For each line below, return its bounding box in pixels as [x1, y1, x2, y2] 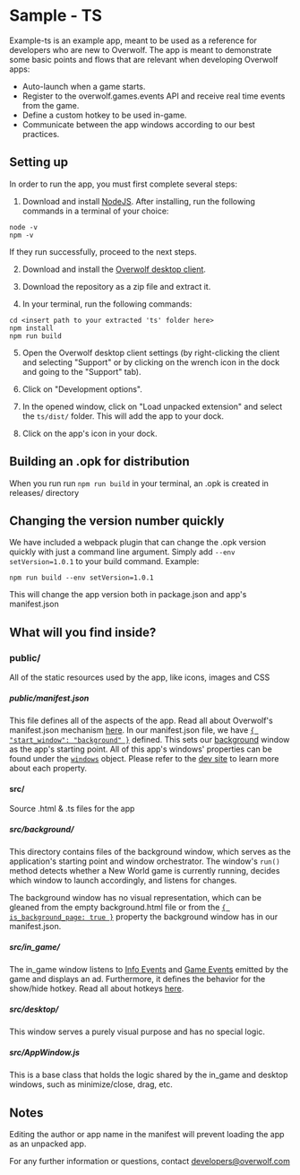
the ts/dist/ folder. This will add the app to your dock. [21, 410, 225, 422]
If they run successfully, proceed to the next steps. [9, 246, 197, 257]
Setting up [9, 154, 69, 170]
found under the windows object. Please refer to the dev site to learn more [9, 753, 279, 764]
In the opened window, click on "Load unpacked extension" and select [21, 401, 283, 412]
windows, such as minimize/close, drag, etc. [9, 1079, 173, 1090]
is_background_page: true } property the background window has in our [9, 911, 279, 922]
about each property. [9, 763, 88, 774]
